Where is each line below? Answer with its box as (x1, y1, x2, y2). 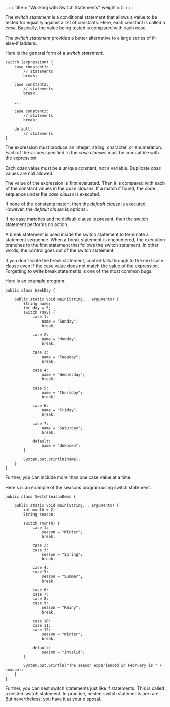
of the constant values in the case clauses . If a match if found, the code (5, 185, 156, 191)
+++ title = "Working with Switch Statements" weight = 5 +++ (5, 5, 134, 10)
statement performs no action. (5, 221, 69, 228)
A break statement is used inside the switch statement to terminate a (5, 231, 149, 237)
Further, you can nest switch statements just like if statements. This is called (5, 685, 165, 691)
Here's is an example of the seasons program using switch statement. (5, 485, 151, 490)
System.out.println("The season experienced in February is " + (23, 663, 162, 668)
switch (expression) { (5, 60, 53, 65)
